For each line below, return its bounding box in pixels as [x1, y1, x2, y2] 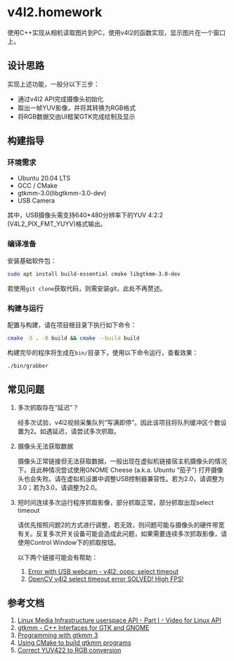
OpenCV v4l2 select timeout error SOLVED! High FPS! [27, 575, 184, 584]
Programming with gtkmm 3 [17, 631, 98, 640]
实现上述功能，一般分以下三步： [7, 79, 100, 88]
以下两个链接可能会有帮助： [17, 553, 98, 562]
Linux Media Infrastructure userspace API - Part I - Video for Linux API [17, 616, 221, 624]
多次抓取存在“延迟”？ [17, 404, 79, 412]
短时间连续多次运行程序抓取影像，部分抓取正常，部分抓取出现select [17, 499, 214, 507]
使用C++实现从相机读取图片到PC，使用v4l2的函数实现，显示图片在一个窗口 [7, 28, 226, 37]
